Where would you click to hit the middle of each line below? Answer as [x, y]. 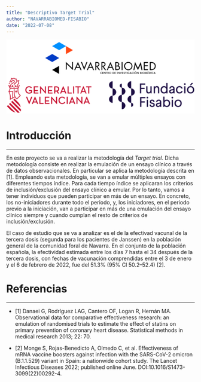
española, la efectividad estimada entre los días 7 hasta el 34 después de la [100, 252]
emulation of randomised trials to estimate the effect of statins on [95, 323]
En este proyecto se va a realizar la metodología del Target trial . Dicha [93, 158]
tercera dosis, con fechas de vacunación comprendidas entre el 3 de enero [99, 258]
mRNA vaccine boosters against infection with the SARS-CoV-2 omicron [104, 354]
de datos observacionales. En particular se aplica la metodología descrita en [100, 170]
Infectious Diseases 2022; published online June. [76, 367]
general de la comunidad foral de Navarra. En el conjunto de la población [96, 246]
